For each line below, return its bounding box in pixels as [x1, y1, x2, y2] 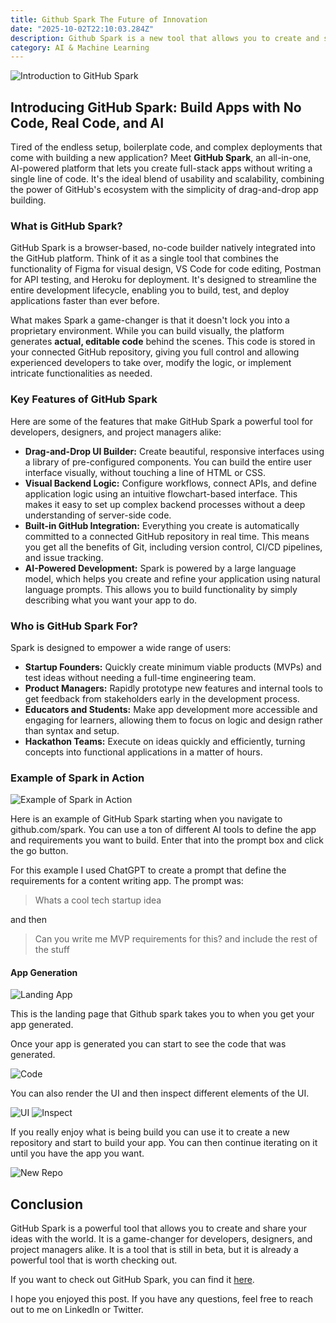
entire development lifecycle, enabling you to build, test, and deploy [10, 284, 290, 296]
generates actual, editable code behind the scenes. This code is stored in [10, 336, 316, 348]
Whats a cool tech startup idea [34, 894, 162, 906]
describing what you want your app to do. [24, 594, 198, 606]
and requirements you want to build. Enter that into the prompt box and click [10, 834, 324, 846]
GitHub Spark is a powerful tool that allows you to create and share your [10, 1222, 308, 1235]
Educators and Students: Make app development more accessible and [24, 703, 318, 715]
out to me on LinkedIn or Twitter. [10, 1304, 144, 1316]
